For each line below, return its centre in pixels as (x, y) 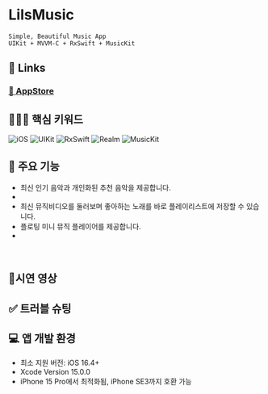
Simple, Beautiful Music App (57, 36)
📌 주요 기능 (34, 167)
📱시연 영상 (33, 279)
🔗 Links (27, 68)
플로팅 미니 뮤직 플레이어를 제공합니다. (80, 226)
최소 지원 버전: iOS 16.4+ (60, 363)
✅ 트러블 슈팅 (40, 308)
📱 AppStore (31, 91)
